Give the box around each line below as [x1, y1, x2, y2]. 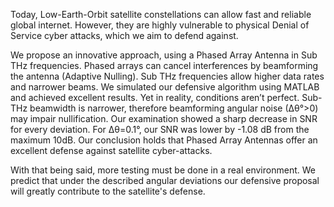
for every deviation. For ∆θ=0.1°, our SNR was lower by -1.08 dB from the [10, 124, 310, 135]
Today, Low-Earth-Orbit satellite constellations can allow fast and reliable [10, 9, 312, 20]
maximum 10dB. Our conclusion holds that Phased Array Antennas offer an [10, 134, 318, 146]
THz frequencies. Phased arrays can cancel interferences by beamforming [10, 60, 319, 71]
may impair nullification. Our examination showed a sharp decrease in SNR [10, 113, 318, 124]
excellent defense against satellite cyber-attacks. [10, 145, 213, 156]
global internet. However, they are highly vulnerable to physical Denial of [10, 19, 310, 31]
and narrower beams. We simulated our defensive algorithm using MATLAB [10, 81, 320, 93]
